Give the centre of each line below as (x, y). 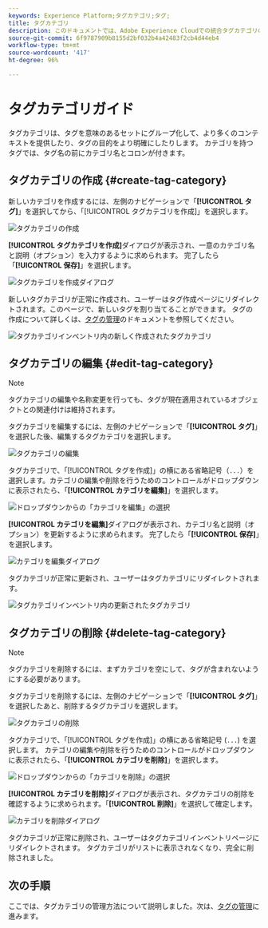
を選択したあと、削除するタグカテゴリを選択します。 (95, 706)
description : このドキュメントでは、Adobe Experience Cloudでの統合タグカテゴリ (133, 30)
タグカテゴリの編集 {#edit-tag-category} (111, 364)
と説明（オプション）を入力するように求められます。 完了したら (114, 255)
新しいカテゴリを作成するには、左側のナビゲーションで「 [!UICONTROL (126, 201)
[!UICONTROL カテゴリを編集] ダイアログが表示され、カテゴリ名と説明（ (128, 525)
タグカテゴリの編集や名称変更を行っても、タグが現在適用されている (120, 399)
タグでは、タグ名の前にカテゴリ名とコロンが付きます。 (99, 153)
